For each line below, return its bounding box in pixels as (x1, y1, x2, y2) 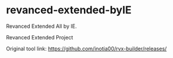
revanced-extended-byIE (6, 3, 132, 17)
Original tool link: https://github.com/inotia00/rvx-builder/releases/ (6, 45, 167, 52)
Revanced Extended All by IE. (6, 23, 77, 30)
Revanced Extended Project (6, 34, 73, 41)
